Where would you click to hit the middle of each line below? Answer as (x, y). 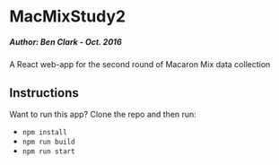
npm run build (48, 142)
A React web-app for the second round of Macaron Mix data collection (140, 65)
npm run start (48, 151)
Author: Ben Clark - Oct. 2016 (66, 41)
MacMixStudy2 (68, 17)
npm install (44, 132)
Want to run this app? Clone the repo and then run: (103, 114)
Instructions (44, 93)
